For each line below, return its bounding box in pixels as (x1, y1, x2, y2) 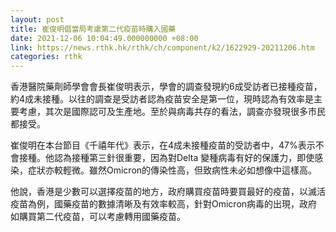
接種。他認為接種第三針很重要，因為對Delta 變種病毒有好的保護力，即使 (18, 152, 315, 164)
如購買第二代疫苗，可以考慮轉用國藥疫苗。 (10, 211, 186, 223)
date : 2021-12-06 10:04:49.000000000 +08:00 (10, 33, 199, 43)
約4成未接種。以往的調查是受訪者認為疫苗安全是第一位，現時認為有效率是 (10, 93, 315, 105)
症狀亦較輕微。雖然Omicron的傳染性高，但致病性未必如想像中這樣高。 (27, 164, 318, 176)
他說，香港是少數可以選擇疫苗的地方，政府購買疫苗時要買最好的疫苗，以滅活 (10, 186, 326, 198)
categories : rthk (10, 52, 83, 62)
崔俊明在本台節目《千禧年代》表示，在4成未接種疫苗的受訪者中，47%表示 (10, 139, 316, 151)
